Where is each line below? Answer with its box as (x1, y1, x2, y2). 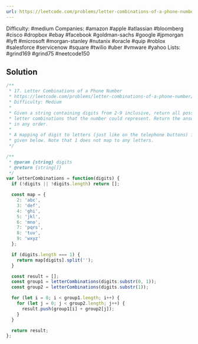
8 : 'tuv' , (16, 230, 41, 236)
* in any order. (8, 121, 49, 127)
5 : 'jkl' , (16, 214, 41, 219)
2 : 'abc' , (16, 197, 41, 204)
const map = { (11, 192, 46, 198)
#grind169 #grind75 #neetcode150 (6, 50, 90, 57)
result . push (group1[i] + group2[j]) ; (21, 306, 115, 312)
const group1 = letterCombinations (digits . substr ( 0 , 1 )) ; (11, 279, 157, 285)
